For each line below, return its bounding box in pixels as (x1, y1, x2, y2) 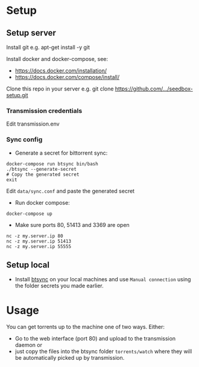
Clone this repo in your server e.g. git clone (6, 85, 114, 92)
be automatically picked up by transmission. (14, 354, 125, 362)
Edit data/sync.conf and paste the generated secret (6, 187, 134, 194)
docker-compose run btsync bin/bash (6, 161, 98, 167)
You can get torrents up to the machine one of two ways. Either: (6, 324, 165, 331)
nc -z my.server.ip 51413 (6, 238, 71, 244)
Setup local (6, 260, 50, 270)
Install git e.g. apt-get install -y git (6, 43, 90, 51)
